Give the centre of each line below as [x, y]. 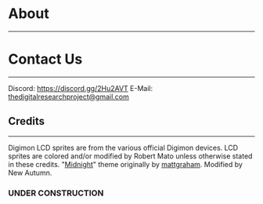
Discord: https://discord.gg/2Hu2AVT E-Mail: [81, 88]
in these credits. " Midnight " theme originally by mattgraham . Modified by [125, 164]
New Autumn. [30, 173]
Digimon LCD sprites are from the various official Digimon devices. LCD [123, 148]
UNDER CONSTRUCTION [56, 193]
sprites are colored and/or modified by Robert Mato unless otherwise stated [130, 156]
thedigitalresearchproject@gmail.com [68, 97]
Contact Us [45, 59]
